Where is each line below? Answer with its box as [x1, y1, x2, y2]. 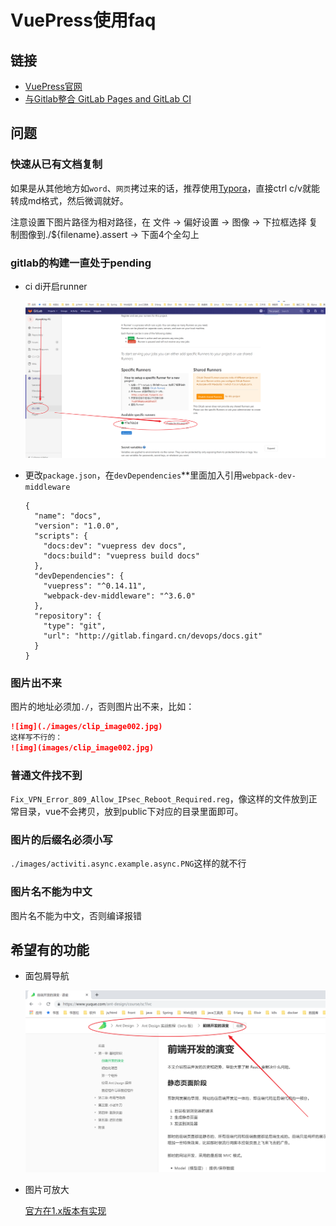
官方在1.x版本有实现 [24, 1204, 107, 1216]
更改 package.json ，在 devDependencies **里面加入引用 [24, 469, 243, 481]
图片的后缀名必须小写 [10, 833, 113, 846]
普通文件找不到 [10, 768, 83, 782]
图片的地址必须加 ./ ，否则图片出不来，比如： [10, 701, 195, 713]
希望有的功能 [10, 942, 90, 959]
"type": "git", [43, 621, 107, 631]
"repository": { [34, 611, 102, 621]
